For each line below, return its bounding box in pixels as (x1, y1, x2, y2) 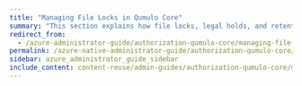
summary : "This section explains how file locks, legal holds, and (9, 21, 268, 30)
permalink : (9, 47, 50, 56)
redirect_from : (9, 30, 67, 39)
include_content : (9, 64, 75, 73)
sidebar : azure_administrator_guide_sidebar (9, 55, 179, 64)
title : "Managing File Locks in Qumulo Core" (9, 13, 182, 22)
